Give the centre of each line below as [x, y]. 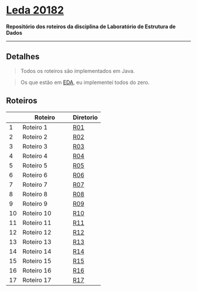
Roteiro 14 [37, 251]
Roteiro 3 [35, 146]
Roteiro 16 [37, 270]
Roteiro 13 [37, 241]
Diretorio [85, 117]
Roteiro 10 [37, 213]
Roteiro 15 [37, 261]
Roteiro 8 [35, 194]
